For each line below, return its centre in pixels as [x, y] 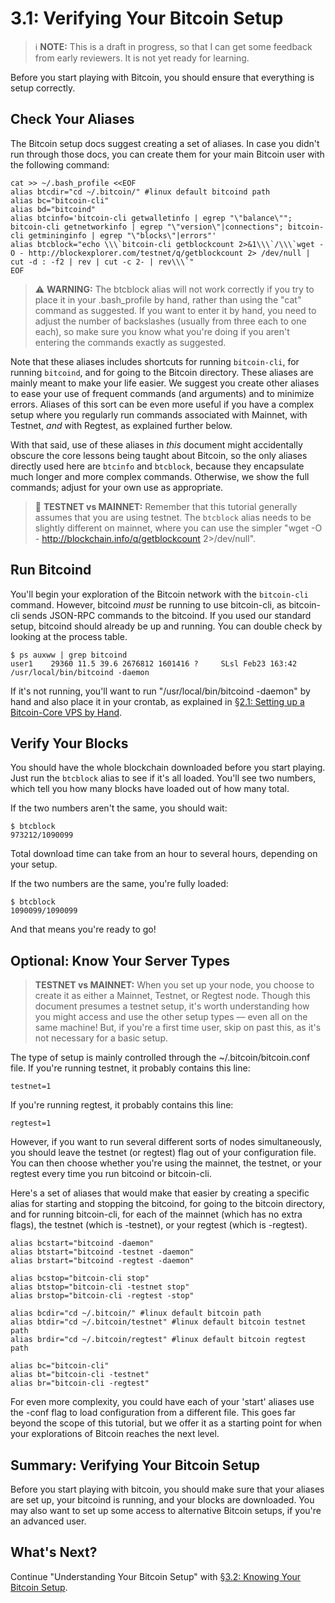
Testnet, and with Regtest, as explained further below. [121, 425]
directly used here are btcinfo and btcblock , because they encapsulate [157, 466]
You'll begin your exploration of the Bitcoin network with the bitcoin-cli [159, 594]
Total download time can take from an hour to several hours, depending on [164, 854]
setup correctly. [43, 88]
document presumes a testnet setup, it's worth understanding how [172, 1006]
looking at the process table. [69, 636]
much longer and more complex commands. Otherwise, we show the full [160, 476]
